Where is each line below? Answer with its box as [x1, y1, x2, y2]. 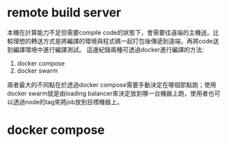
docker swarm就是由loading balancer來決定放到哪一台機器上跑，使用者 [7, 89, 209, 97]
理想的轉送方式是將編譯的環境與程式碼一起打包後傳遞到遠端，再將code [12, 36, 213, 45]
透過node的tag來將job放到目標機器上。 [12, 97, 123, 106]
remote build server [7, 5, 122, 21]
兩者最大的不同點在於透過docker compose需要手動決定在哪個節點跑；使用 [7, 80, 217, 88]
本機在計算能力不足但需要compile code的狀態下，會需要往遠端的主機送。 [7, 28, 213, 36]
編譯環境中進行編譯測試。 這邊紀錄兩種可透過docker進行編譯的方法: [12, 45, 204, 53]
